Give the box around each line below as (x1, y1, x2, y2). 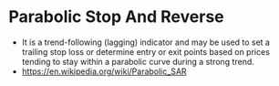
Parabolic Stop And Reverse (8, 6, 224, 27)
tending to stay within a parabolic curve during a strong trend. (21, 56, 254, 67)
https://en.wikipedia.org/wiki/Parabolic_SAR (21, 66, 188, 77)
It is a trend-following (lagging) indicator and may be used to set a (21, 37, 271, 48)
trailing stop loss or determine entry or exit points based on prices (21, 46, 271, 57)
